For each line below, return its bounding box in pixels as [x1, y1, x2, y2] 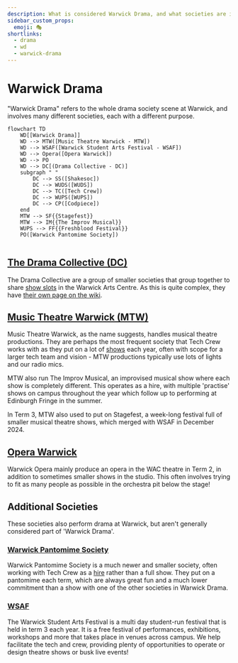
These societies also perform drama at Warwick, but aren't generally [7, 519, 208, 528]
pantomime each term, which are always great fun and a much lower [7, 576, 208, 585]
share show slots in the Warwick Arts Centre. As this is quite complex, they [7, 283, 226, 291]
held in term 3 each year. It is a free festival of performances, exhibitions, [7, 625, 221, 633]
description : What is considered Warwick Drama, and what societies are [7, 10, 227, 18]
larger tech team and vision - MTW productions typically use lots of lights [7, 352, 222, 361]
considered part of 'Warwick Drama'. [7, 527, 115, 536]
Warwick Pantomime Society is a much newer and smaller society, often [7, 561, 218, 569]
